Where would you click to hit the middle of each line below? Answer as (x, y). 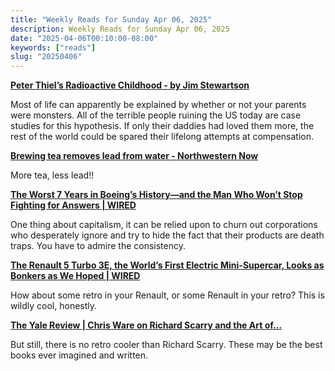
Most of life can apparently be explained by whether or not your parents (158, 105)
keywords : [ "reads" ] (53, 47)
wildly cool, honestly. (54, 306)
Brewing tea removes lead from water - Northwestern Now (134, 156)
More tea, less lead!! (52, 175)
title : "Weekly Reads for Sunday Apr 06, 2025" (111, 19)
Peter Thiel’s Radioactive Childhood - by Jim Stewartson (130, 85)
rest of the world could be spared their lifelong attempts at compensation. (162, 137)
